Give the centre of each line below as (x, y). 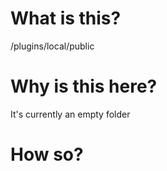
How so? (47, 154)
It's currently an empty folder (70, 114)
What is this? (66, 18)
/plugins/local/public (52, 46)
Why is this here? (84, 86)
